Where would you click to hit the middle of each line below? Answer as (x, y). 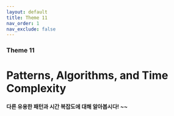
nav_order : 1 (23, 23)
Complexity (36, 89)
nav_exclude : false (31, 29)
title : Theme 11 (27, 18)
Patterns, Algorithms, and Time (87, 75)
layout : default (27, 12)
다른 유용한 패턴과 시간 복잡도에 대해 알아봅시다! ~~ (67, 106)
